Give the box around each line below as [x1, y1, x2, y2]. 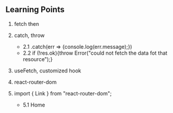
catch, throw [14, 32, 45, 39]
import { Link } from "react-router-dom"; [14, 89, 112, 97]
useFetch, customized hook [14, 67, 82, 74]
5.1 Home [22, 101, 45, 108]
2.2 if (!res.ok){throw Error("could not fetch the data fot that [22, 49, 168, 56]
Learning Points [5, 5, 65, 15]
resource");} [22, 55, 53, 62]
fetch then [14, 20, 39, 27]
